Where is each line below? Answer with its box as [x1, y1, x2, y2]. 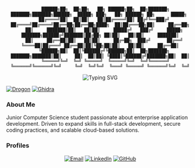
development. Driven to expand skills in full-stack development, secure [6, 120, 181, 127]
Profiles [6, 141, 30, 150]
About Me [6, 100, 36, 108]
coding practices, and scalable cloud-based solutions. [6, 126, 140, 134]
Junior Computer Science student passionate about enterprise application [6, 114, 188, 121]
